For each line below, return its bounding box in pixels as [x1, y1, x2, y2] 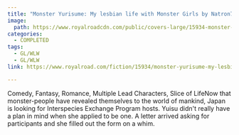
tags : [7, 43, 23, 50]
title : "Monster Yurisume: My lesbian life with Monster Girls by [7, 10, 208, 18]
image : [7, 17, 27, 24]
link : [7, 63, 23, 70]
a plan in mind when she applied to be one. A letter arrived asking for [7, 112, 210, 120]
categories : [7, 30, 43, 38]
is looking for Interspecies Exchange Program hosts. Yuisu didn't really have [7, 104, 230, 112]
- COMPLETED [14, 37, 50, 44]
